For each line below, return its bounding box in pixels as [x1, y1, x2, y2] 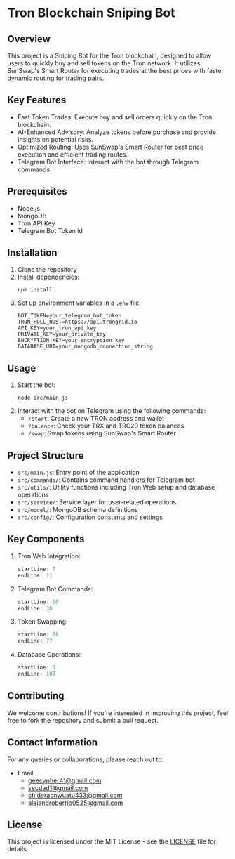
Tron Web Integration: [17, 551, 81, 560]
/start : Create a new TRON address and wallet [27, 414, 165, 423]
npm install [17, 287, 53, 294]
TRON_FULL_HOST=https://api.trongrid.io [17, 318, 137, 326]
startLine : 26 [17, 631, 59, 638]
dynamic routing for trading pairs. [7, 74, 105, 82]
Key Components [7, 533, 85, 545]
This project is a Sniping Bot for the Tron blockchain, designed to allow [7, 51, 212, 60]
